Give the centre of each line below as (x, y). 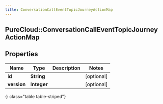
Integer (39, 84)
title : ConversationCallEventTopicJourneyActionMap (59, 10)
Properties (22, 54)
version (17, 84)
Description (66, 68)
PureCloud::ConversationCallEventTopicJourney (81, 30)
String (38, 76)
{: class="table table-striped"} (36, 96)
